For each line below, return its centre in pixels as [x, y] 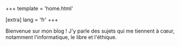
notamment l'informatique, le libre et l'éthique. [61, 37]
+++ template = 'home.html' [40, 8]
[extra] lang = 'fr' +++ [32, 20]
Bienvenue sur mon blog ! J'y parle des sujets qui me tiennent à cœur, [90, 31]
